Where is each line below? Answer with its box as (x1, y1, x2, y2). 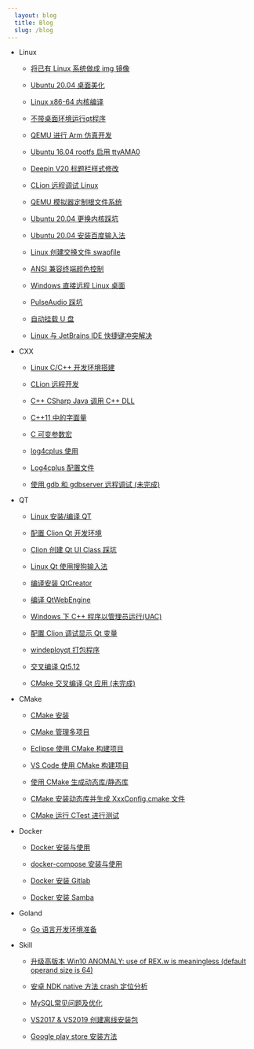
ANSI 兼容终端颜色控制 (30, 264, 104, 273)
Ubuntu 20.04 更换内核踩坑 (30, 214, 119, 224)
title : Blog (14, 19, 54, 27)
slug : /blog (14, 26, 54, 34)
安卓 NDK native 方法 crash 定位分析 (30, 981, 148, 991)
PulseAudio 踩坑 (30, 298, 83, 307)
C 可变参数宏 (30, 430, 72, 439)
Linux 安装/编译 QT (30, 512, 92, 521)
